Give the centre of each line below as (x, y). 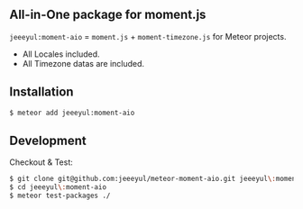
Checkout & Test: (41, 162)
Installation (41, 92)
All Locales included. (61, 54)
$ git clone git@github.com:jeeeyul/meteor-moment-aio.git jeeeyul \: (143, 179)
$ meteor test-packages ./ (60, 196)
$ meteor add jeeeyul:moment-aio (72, 113)
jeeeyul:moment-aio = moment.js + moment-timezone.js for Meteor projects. (148, 36)
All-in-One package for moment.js (108, 15)
